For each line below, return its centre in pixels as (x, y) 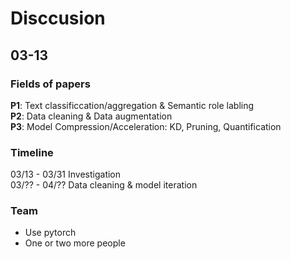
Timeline (32, 152)
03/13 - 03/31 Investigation (66, 174)
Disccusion (58, 18)
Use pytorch (50, 233)
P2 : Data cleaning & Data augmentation (91, 116)
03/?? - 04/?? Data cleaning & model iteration (104, 185)
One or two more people (75, 243)
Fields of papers (50, 84)
